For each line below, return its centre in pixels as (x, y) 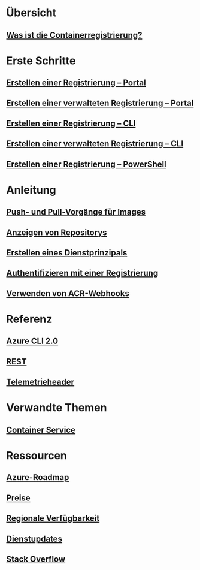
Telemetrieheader (40, 382)
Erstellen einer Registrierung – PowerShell (86, 164)
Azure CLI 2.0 (32, 341)
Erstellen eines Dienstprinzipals (67, 253)
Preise (19, 498)
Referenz (29, 319)
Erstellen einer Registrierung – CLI (71, 123)
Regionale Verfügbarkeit (53, 518)
